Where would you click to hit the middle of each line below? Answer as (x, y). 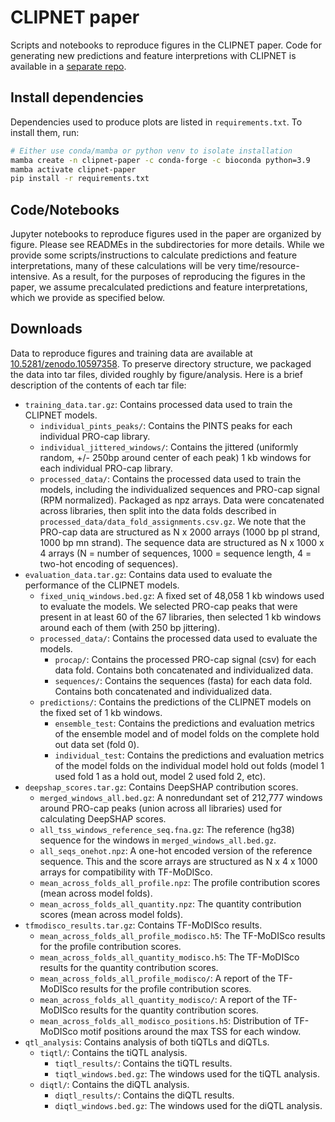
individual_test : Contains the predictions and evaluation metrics (189, 755)
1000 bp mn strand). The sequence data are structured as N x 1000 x (182, 542)
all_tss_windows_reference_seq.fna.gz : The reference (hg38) (167, 829)
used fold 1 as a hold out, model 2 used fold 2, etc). (160, 776)
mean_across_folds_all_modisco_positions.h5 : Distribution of (165, 1020)
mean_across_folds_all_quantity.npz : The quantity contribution (170, 903)
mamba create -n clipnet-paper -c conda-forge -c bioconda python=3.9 (160, 160)
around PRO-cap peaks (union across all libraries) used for (161, 808)
